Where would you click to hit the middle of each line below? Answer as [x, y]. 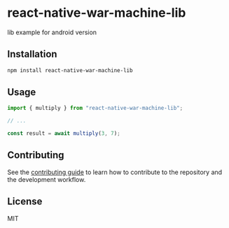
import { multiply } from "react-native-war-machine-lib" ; [95, 108]
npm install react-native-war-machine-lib [70, 70]
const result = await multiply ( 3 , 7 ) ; [64, 134]
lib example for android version [52, 32]
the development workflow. [47, 179]
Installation [32, 54]
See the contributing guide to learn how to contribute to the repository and [115, 172]
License [25, 202]
